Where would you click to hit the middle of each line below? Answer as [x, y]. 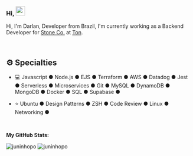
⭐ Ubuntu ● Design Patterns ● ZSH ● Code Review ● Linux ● [92, 104]
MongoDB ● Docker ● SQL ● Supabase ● [67, 92]
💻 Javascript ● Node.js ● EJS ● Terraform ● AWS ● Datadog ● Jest [101, 77]
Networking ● [32, 112]
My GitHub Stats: [27, 135]
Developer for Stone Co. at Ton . [45, 32]
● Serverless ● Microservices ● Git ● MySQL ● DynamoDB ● [92, 86]
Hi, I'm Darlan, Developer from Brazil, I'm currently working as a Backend [95, 26]
